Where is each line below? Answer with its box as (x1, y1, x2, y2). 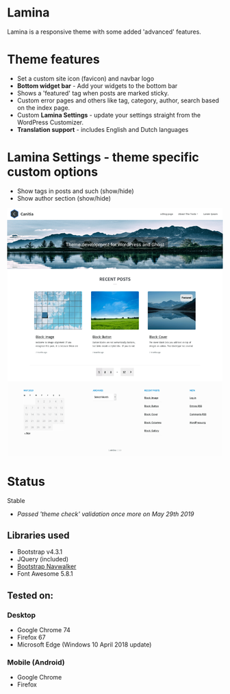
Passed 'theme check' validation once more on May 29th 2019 (16, 510, 194, 518)
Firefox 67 (16, 634, 46, 642)
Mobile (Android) (7, 658, 65, 667)
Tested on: (7, 590, 53, 601)
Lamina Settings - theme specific (7, 150, 200, 166)
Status (7, 473, 46, 489)
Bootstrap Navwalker (16, 562, 77, 571)
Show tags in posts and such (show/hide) (16, 187, 135, 195)
